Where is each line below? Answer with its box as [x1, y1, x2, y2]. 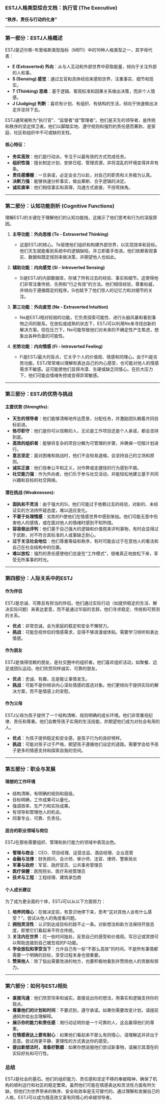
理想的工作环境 [5, 779, 35, 784]
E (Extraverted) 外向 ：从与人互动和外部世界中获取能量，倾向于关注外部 [12, 63, 157, 70]
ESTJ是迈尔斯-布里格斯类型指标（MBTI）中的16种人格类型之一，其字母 [5, 47, 148, 53]
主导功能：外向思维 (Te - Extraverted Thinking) [12, 231, 109, 237]
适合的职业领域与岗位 [5, 827, 48, 833]
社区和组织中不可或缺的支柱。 [13, 129, 74, 135]
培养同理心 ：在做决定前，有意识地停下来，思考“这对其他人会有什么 [12, 909, 148, 915]
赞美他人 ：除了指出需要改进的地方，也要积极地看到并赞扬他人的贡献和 [12, 958, 155, 964]
